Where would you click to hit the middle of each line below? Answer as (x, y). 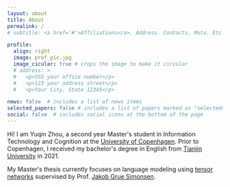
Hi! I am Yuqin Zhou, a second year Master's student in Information (102, 134)
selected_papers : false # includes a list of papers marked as (99, 108)
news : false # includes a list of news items (75, 102)
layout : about (27, 13)
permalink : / (26, 26)
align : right (32, 51)
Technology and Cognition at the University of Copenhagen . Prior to (103, 141)
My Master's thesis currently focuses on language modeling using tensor (110, 169)
